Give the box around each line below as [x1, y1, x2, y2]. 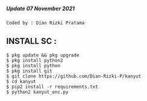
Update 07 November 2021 [6, 5, 75, 12]
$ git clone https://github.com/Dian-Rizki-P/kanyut [6, 73, 142, 79]
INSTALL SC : [6, 36, 57, 46]
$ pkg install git [6, 68, 52, 74]
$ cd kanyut [6, 78, 36, 84]
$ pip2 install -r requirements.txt [6, 84, 98, 90]
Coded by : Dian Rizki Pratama [6, 20, 85, 26]
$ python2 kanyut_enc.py [6, 89, 69, 95]
